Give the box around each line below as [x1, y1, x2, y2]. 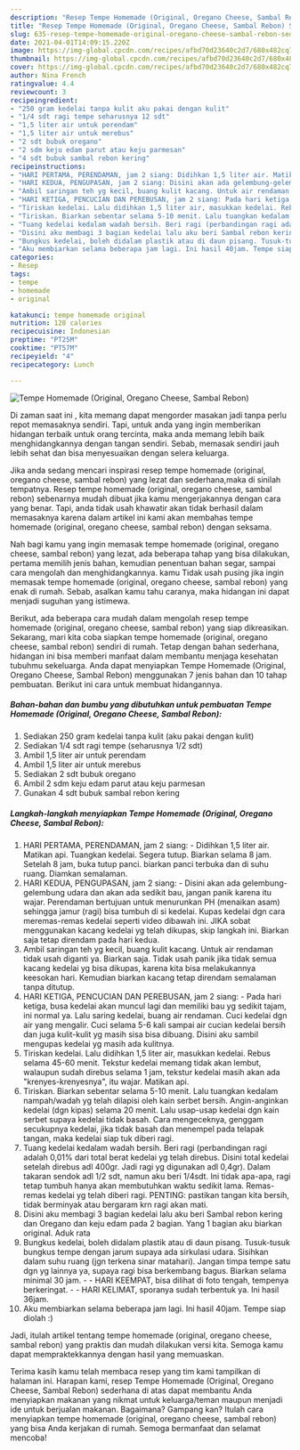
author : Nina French [10, 71, 87, 80]
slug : [10, 29, 30, 38]
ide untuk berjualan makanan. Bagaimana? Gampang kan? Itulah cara [10, 1404, 264, 1415]
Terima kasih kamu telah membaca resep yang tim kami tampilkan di [10, 1366, 261, 1377]
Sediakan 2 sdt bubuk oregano [22, 769, 136, 780]
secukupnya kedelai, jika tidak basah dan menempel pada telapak [22, 1123, 264, 1135]
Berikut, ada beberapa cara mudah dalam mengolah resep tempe [10, 612, 249, 623]
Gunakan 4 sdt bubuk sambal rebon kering [22, 788, 181, 798]
